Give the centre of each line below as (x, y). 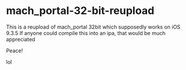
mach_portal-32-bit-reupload (80, 11)
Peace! (15, 50)
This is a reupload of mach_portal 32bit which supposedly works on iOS (93, 27)
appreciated (21, 39)
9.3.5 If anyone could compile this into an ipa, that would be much (86, 33)
